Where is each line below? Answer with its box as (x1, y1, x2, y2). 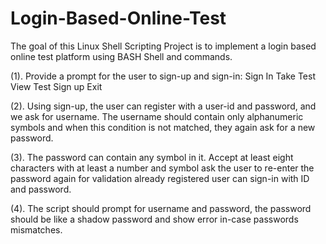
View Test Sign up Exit (10, 80, 103, 92)
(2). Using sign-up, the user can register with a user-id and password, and (10, 100, 317, 112)
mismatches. (10, 223, 63, 236)
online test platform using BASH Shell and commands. (10, 50, 233, 62)
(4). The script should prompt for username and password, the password (10, 202, 312, 214)
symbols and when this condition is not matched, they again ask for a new (10, 121, 316, 133)
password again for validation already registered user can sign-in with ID (10, 172, 310, 184)
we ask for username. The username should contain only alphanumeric (10, 110, 304, 122)
